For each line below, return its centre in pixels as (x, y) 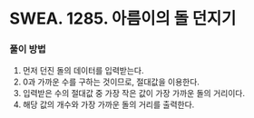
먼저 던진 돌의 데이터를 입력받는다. (83, 71)
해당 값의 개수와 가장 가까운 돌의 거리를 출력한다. (108, 104)
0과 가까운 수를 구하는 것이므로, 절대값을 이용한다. (111, 82)
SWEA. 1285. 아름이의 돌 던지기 (123, 19)
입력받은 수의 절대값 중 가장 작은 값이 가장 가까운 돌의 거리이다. (133, 93)
